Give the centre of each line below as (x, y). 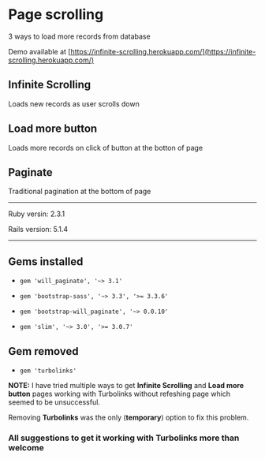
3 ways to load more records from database (80, 36)
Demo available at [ (39, 51)
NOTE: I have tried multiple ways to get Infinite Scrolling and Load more (126, 385)
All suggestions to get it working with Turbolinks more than (124, 438)
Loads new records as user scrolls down (74, 103)
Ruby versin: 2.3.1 (37, 214)
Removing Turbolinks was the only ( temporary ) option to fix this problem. (129, 417)
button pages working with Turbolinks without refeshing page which (119, 394)
